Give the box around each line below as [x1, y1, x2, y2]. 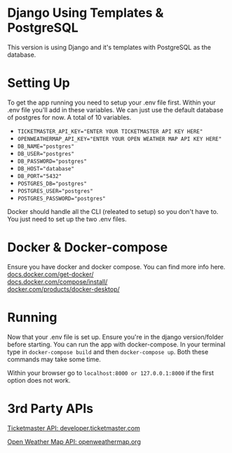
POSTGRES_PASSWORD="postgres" [17, 195, 107, 202]
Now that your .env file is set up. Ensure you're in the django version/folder [7, 332, 224, 341]
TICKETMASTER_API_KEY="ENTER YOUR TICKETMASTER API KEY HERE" [17, 128, 203, 135]
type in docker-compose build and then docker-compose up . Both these [7, 347, 209, 356]
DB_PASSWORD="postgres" [17, 158, 88, 165]
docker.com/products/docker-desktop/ [7, 285, 121, 293]
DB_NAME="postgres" [17, 142, 75, 150]
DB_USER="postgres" [17, 150, 75, 157]
